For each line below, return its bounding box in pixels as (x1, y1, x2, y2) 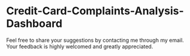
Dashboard (6, 17, 63, 30)
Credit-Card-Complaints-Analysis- (6, 4, 184, 18)
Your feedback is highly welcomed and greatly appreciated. (6, 43, 153, 50)
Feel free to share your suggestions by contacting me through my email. (6, 36, 184, 43)
